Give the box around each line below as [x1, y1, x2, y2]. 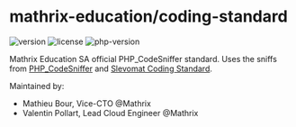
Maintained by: [9, 80, 65, 91]
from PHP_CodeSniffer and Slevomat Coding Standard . [9, 63, 213, 74]
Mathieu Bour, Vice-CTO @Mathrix [22, 97, 151, 109]
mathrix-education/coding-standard [9, 6, 288, 27]
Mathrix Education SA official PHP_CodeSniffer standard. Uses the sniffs [9, 53, 277, 64]
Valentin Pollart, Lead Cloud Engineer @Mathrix [22, 107, 199, 118]
